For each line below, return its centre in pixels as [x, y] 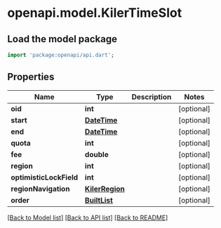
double [96, 154]
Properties [31, 77]
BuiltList [99, 200]
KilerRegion [105, 189]
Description [152, 96]
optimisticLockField [45, 177]
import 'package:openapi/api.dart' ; [61, 55]
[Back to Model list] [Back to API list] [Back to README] [88, 217]
